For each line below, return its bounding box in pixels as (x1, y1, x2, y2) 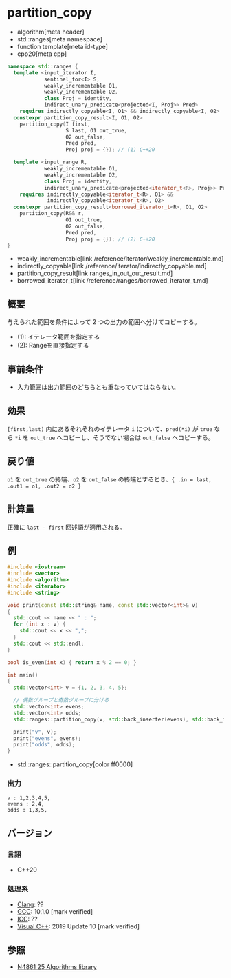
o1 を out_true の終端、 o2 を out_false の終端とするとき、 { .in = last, (7, 475, 212, 483)
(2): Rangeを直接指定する (16, 341, 89, 350)
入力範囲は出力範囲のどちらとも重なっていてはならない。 (16, 383, 180, 391)
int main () (7, 671, 38, 679)
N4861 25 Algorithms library (16, 963, 98, 971)
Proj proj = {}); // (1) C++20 (65, 146, 155, 153)
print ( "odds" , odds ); (13, 741, 76, 748)
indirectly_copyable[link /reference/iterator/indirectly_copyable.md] (16, 262, 208, 270)
